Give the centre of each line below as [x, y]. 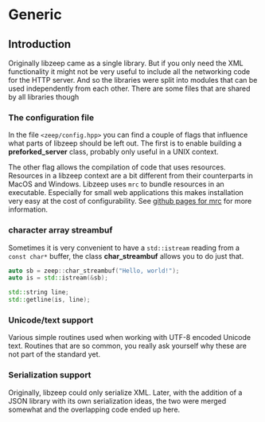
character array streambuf [60, 230]
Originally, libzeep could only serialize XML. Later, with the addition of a [125, 393]
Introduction [40, 44]
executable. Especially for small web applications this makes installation [126, 193]
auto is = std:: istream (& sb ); [58, 278]
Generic [35, 15]
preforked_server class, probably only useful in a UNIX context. [113, 152]
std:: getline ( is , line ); [49, 300]
